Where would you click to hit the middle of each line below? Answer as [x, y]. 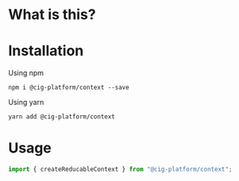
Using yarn [26, 102]
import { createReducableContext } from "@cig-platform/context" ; [120, 169]
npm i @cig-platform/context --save [69, 88]
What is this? [52, 15]
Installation [46, 51]
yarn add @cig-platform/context [62, 117]
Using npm [26, 73]
